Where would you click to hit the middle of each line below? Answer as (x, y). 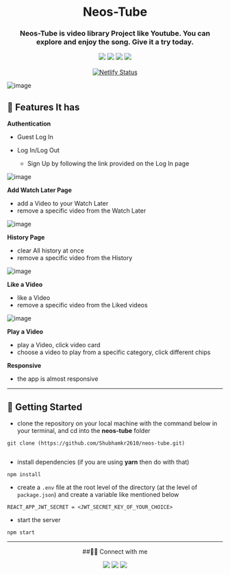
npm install (24, 475)
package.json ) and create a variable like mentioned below (98, 495)
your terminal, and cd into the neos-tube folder (84, 431)
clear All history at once (50, 250)
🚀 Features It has (43, 107)
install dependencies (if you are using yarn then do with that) (103, 462)
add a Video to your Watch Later (63, 204)
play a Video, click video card (59, 345)
